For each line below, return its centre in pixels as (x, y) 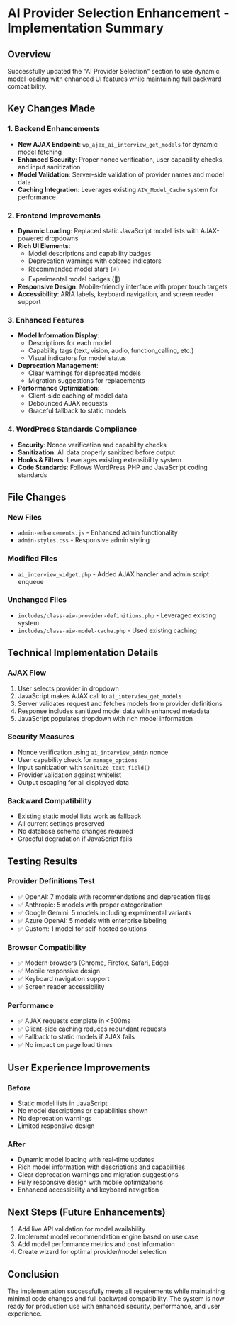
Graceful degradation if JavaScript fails (75, 839)
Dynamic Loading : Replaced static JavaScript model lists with (108, 230)
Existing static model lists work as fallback (79, 816)
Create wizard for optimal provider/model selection (92, 1252)
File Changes (37, 497)
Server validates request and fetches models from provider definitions (120, 703)
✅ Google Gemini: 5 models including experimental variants (105, 912)
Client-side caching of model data (78, 396)
